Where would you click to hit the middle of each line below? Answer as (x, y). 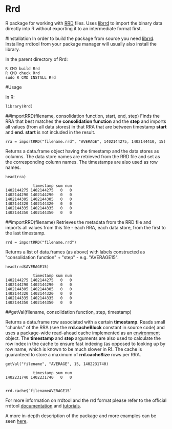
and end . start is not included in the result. (50, 132)
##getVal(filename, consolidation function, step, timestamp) (69, 312)
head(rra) (16, 177)
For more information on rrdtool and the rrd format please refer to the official (86, 400)
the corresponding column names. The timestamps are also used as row (81, 162)
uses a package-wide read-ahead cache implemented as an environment (83, 333)
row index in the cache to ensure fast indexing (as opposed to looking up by (85, 344)
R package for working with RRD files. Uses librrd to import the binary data (84, 23)
